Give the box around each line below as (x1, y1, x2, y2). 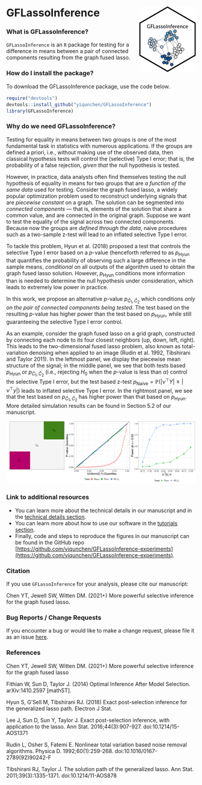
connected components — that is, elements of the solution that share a (6, 205, 182, 212)
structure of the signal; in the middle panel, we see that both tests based (6, 362, 186, 369)
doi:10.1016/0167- (114, 747, 158, 754)
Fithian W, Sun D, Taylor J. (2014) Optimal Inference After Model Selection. (6, 680, 191, 687)
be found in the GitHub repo (14, 539, 85, 546)
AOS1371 (6, 729, 28, 736)
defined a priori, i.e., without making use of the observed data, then (6, 148, 173, 156)
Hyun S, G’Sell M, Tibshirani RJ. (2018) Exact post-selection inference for (6, 698, 188, 705)
